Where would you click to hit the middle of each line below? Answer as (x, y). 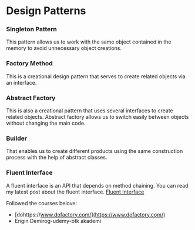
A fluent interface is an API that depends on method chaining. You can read (97, 185)
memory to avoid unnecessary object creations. (64, 48)
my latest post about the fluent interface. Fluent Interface (75, 192)
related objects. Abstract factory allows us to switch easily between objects (97, 117)
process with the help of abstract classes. (57, 158)
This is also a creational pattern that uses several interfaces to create (90, 111)
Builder (17, 138)
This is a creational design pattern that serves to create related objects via (96, 76)
